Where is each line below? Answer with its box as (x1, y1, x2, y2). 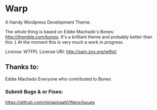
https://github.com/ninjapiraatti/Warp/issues (5, 99, 95, 106)
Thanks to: (5, 63, 39, 71)
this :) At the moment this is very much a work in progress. (5, 39, 124, 45)
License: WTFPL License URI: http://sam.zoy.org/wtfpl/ (5, 49, 117, 55)
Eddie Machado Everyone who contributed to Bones (5, 76, 111, 82)
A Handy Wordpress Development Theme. (5, 19, 91, 25)
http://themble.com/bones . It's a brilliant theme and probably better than (5, 34, 153, 40)
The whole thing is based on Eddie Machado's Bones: (5, 28, 115, 34)
